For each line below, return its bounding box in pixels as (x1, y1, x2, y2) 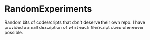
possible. (4, 29, 23, 35)
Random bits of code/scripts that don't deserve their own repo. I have (4, 19, 145, 25)
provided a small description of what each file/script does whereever (4, 24, 144, 30)
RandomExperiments (4, 3, 92, 14)
